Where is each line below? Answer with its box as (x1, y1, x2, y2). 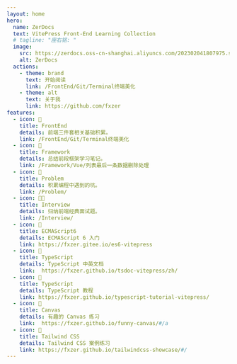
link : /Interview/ (19, 215, 74, 222)
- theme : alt (19, 89, 58, 96)
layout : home (6, 10, 45, 18)
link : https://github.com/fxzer (25, 103, 121, 110)
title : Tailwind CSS (19, 333, 80, 340)
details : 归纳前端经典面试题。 (19, 208, 101, 215)
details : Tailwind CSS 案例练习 (19, 339, 110, 347)
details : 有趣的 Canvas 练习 (19, 313, 100, 321)
